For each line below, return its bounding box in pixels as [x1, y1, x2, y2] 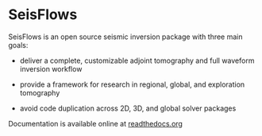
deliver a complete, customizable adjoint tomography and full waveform [19, 56, 255, 65]
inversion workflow [19, 64, 83, 73]
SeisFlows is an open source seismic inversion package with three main [8, 32, 244, 41]
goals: [8, 40, 29, 49]
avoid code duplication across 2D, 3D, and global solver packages [19, 103, 237, 113]
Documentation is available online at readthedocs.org [8, 119, 183, 128]
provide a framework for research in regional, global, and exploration [19, 80, 245, 89]
